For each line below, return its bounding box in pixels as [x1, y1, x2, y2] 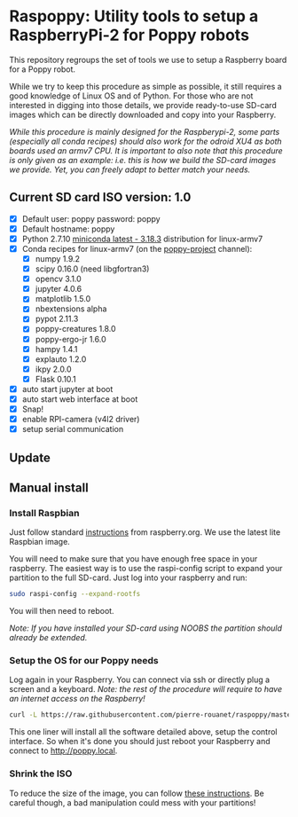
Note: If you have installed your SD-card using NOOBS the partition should [9, 623, 282, 633]
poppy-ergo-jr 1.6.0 [35, 334, 106, 344]
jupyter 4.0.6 [35, 284, 82, 295]
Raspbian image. [9, 537, 71, 547]
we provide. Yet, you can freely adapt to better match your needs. [9, 164, 251, 175]
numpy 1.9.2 [35, 254, 81, 263]
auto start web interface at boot [21, 393, 138, 405]
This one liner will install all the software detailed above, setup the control [9, 727, 278, 737]
